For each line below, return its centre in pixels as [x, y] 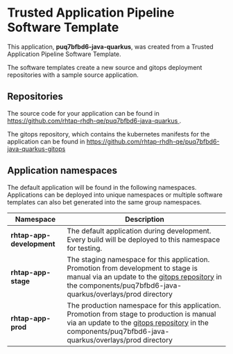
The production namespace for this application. [144, 305]
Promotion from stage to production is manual [141, 314]
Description [145, 219]
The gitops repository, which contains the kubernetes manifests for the [109, 134]
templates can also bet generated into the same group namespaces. [105, 202]
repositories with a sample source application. [73, 75]
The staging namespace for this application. [138, 259]
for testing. [85, 248]
